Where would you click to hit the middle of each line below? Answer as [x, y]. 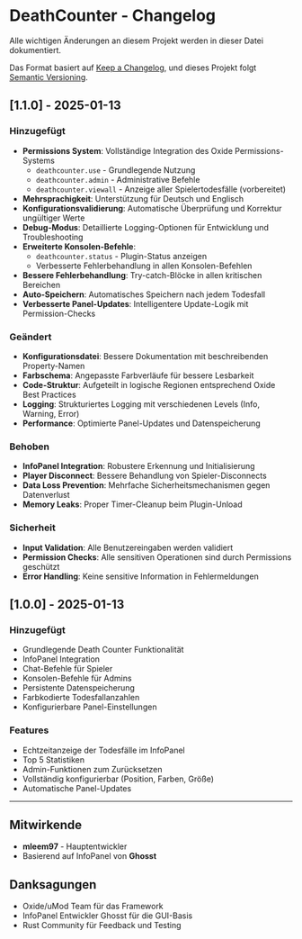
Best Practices [49, 394]
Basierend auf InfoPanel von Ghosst [89, 856]
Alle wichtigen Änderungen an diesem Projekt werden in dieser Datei [136, 41]
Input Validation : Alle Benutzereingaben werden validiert [128, 547]
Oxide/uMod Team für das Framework [93, 907]
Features [29, 730]
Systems [39, 160]
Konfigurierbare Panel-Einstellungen [89, 707]
